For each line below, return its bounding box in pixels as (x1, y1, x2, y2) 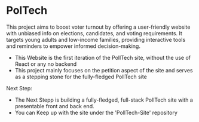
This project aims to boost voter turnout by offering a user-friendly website (6, 23, 191, 30)
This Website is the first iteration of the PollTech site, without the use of (14, 54, 191, 61)
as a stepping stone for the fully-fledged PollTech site (14, 73, 148, 80)
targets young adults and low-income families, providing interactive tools (6, 36, 186, 43)
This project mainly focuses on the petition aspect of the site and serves (14, 66, 193, 74)
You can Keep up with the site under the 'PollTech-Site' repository (14, 109, 178, 116)
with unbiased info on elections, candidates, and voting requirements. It (6, 29, 182, 36)
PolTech (6, 4, 48, 17)
